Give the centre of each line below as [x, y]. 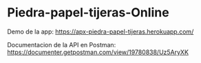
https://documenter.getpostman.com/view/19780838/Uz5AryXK [98, 52]
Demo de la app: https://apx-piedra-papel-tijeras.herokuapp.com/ [100, 32]
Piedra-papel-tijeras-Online [88, 13]
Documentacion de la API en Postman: [62, 45]
